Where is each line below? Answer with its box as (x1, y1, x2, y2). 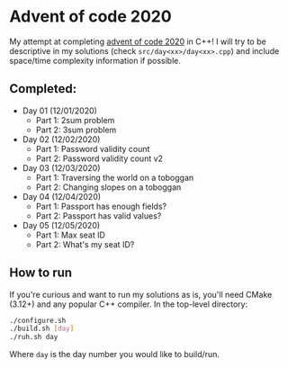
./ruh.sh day (9, 333, 58, 342)
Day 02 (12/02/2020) (22, 133, 101, 145)
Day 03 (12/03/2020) (22, 162, 101, 173)
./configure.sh (9, 316, 67, 325)
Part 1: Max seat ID (35, 229, 106, 240)
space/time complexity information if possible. (9, 55, 182, 66)
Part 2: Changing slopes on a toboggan (35, 182, 182, 193)
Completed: (9, 81, 77, 96)
